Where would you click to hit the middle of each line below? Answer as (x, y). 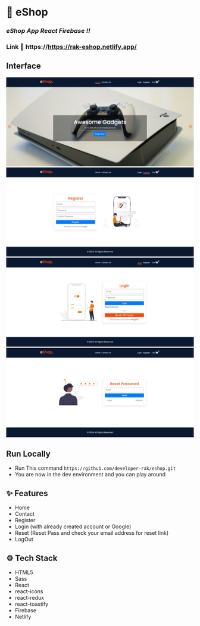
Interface (24, 66)
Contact (24, 514)
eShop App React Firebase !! (48, 31)
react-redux (29, 598)
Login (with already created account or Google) (73, 526)
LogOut (24, 540)
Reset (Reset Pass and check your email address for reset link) (92, 533)
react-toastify (32, 604)
